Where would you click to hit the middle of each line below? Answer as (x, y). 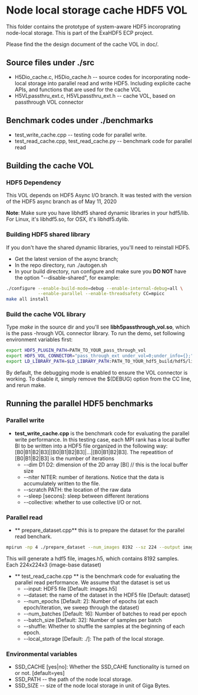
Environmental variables (42, 654)
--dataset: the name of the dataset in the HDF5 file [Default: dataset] (107, 595)
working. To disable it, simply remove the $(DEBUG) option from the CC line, (99, 379)
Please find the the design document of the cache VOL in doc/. (82, 44)
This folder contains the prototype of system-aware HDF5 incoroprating (93, 27)
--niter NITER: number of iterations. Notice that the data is (94, 477)
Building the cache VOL (50, 166)
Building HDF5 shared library (48, 234)
